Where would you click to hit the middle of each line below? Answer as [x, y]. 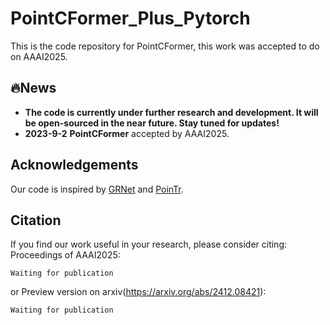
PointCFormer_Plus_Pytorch [130, 18]
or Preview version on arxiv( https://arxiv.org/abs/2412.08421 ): [138, 292]
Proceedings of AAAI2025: [65, 255]
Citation [36, 220]
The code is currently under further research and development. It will [171, 112]
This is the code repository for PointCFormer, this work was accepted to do [165, 46]
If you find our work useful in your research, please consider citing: [149, 244]
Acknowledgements [74, 165]
